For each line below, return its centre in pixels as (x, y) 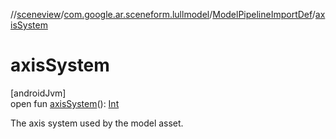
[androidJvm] (38, 93)
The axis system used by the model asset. (97, 123)
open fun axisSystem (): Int (65, 103)
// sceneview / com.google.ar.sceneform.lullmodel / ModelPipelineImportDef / (163, 14)
